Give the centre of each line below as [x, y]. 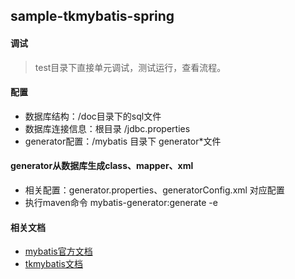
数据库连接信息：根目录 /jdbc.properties [107, 128]
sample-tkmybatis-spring [92, 16]
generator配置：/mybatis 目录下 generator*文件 [123, 141]
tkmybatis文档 [53, 264]
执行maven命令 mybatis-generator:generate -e [121, 202]
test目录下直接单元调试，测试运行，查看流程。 [130, 67]
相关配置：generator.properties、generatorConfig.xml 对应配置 [154, 190]
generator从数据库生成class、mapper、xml [102, 166]
